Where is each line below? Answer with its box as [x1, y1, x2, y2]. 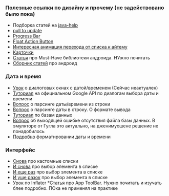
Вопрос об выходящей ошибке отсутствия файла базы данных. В [12, 117, 155, 123]
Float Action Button [12, 38, 54, 45]
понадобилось [12, 128, 45, 134]
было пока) [5, 10, 35, 17]
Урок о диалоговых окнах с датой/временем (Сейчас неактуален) [12, 84, 158, 91]
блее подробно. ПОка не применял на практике [12, 185, 118, 191]
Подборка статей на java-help [12, 22, 78, 28]
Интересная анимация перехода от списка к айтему [12, 44, 128, 50]
